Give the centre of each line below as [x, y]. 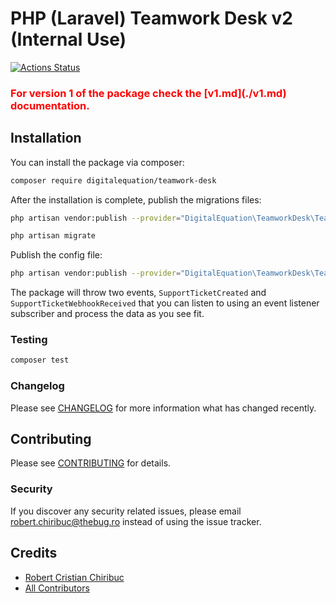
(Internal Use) [68, 39]
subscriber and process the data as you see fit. [107, 314]
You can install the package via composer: [97, 162]
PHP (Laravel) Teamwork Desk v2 [151, 18]
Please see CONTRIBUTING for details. [91, 463]
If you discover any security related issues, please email [126, 511]
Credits [34, 553]
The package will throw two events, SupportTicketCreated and [138, 293]
